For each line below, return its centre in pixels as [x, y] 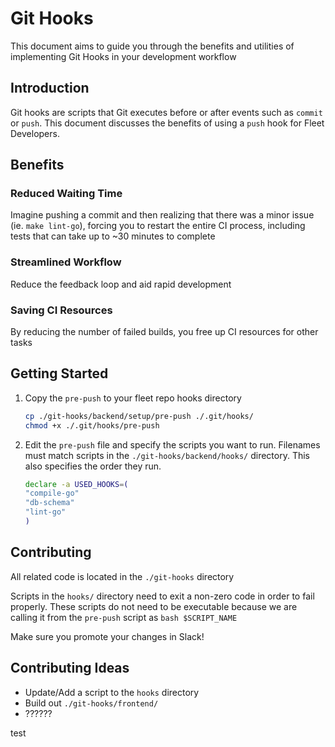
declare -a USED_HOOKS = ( [76, 484]
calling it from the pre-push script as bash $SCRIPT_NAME [124, 617]
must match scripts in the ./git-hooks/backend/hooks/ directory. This [167, 455]
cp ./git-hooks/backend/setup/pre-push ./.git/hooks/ [139, 416]
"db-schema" [49, 503]
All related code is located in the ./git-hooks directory [122, 576]
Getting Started [59, 373]
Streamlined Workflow [66, 262]
